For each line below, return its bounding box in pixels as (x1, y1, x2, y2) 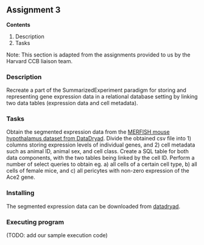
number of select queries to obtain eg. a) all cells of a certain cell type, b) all (6, 160, 197, 168)
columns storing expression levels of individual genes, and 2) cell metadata (6, 141, 195, 148)
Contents (6, 21, 30, 28)
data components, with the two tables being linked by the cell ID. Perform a (6, 154, 195, 162)
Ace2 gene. (6, 173, 35, 181)
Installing (6, 188, 35, 197)
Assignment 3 (6, 5, 61, 15)
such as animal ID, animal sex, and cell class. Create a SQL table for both (6, 148, 189, 155)
